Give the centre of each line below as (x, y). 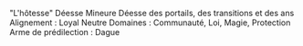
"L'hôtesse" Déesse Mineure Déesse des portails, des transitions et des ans (152, 13)
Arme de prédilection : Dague (65, 32)
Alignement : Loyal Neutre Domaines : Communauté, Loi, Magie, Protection (150, 23)
